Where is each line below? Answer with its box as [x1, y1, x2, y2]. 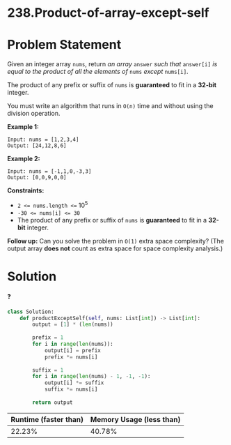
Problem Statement [7, 37, 122, 53]
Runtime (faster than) [10, 414, 84, 424]
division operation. [7, 110, 61, 118]
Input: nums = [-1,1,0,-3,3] [7, 168, 92, 175]
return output [32, 399, 73, 406]
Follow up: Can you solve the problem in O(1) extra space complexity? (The [7, 236, 225, 245]
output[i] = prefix [44, 347, 101, 354]
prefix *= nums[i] [44, 354, 98, 361]
